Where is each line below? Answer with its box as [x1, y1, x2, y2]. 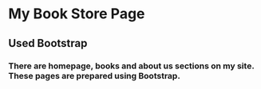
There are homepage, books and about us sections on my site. [8, 60, 255, 72]
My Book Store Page [8, 5, 145, 23]
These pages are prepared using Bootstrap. [8, 70, 181, 81]
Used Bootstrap [8, 37, 88, 50]
